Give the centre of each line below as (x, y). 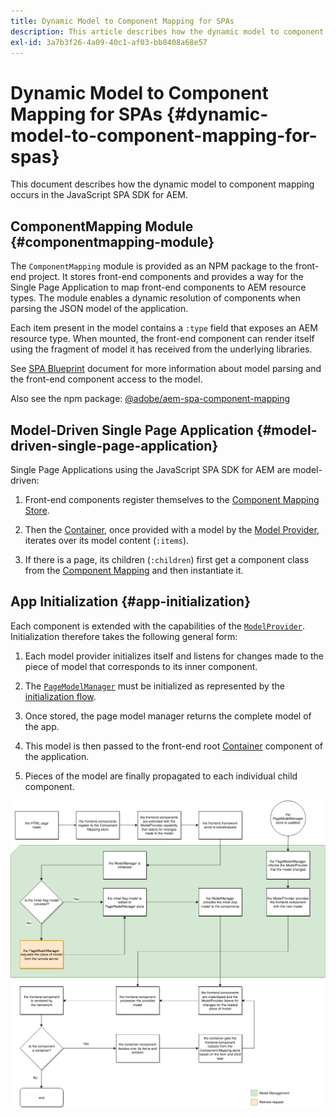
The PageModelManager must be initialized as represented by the (154, 686)
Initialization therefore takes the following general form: (124, 636)
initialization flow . (60, 696)
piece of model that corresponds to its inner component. (141, 666)
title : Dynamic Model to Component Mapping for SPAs (122, 21)
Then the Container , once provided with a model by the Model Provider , (172, 529)
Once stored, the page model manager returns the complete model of (168, 716)
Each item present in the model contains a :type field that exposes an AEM (164, 328)
